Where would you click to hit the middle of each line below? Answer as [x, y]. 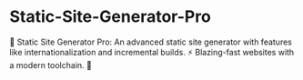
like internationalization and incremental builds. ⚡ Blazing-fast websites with [152, 52]
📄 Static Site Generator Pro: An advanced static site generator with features [151, 42]
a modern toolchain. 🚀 [51, 65]
